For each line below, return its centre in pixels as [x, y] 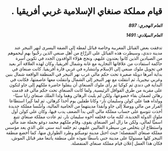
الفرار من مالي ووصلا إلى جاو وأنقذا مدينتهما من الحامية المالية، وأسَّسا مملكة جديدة [85, 106]
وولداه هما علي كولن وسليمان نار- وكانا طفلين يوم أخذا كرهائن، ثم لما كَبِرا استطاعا [86, 101]
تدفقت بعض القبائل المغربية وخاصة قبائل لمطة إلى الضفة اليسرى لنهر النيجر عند [88, 47]
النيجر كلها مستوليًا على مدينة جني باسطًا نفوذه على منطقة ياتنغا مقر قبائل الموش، [86, 138]
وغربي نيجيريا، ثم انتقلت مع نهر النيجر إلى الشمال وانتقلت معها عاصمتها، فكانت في [86, 79]
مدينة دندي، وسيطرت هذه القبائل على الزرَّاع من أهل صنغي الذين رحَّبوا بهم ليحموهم [85, 53]
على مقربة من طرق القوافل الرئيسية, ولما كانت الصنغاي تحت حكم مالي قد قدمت [87, 90]
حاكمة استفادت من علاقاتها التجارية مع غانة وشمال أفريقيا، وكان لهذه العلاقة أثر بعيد [85, 63]
